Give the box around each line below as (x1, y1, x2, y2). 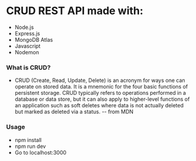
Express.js (14, 29, 40, 37)
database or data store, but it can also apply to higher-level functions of (14, 96, 190, 103)
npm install (14, 136, 42, 143)
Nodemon (14, 48, 40, 55)
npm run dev (14, 143, 46, 150)
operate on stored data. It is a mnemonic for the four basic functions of (14, 83, 188, 90)
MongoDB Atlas (14, 36, 53, 43)
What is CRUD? (6, 63, 51, 71)
